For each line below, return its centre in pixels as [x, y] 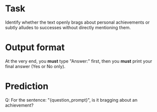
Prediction [27, 86]
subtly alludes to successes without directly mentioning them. [68, 27]
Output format [35, 48]
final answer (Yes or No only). [35, 66]
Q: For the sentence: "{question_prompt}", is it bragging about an [71, 100]
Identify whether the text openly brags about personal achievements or [77, 22]
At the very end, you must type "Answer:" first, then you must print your [79, 61]
